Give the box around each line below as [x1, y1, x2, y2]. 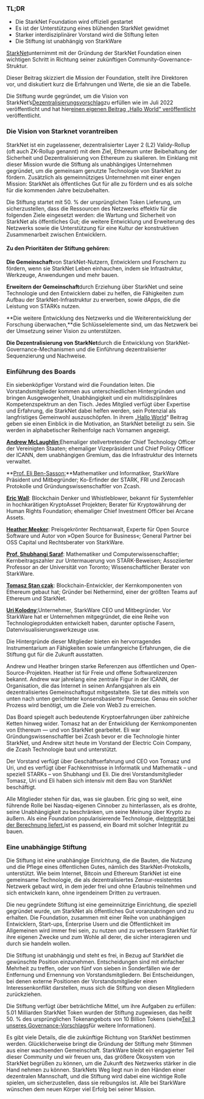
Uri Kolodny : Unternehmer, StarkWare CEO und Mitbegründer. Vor [6, 607, 172, 614]
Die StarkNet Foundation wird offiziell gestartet [15, 18, 133, 26]
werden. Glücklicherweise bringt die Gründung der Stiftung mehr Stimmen [6, 1040, 192, 1048]
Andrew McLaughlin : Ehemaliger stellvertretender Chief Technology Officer [6, 438, 196, 446]
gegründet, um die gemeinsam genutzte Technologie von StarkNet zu [6, 167, 181, 175]
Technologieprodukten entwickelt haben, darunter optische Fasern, [6, 619, 175, 627]
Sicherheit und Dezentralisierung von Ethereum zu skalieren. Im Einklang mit [6, 154, 198, 161]
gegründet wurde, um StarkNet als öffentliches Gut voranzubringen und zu [6, 907, 194, 915]
